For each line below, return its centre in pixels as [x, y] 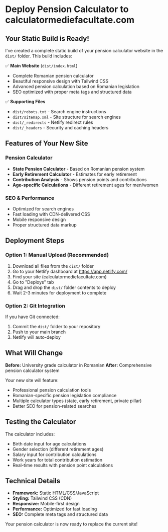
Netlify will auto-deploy [37, 337]
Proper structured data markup [44, 224]
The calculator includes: [30, 434]
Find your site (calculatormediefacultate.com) [59, 277]
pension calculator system [32, 370]
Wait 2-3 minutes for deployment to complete [59, 292]
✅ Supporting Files [25, 101]
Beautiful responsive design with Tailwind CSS [60, 81]
